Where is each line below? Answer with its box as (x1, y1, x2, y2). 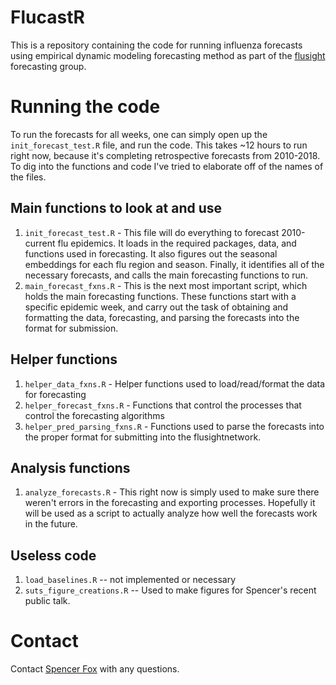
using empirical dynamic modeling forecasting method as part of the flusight (10, 49, 326, 61)
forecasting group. (10, 60, 87, 72)
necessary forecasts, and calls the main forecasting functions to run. (24, 269, 309, 281)
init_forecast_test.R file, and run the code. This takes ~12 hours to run (10, 139, 308, 151)
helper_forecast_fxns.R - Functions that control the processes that (24, 399, 302, 411)
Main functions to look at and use (10, 200, 223, 217)
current (24, 237, 56, 249)
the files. (10, 171, 47, 183)
